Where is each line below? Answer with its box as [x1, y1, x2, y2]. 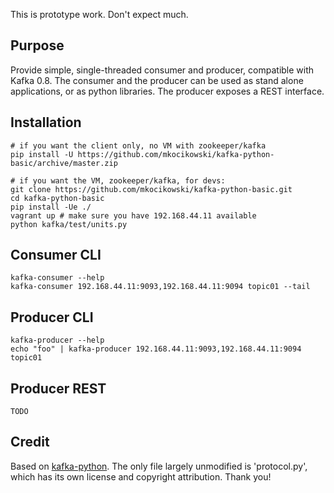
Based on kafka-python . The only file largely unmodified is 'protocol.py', [10, 460, 308, 472]
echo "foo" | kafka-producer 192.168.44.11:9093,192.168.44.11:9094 [10, 344, 302, 354]
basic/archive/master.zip [10, 158, 118, 168]
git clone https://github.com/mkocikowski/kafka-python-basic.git [10, 184, 293, 194]
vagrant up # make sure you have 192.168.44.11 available [10, 210, 257, 221]
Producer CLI [10, 309, 94, 326]
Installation [10, 114, 82, 131]
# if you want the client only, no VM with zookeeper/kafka [10, 140, 267, 151]
